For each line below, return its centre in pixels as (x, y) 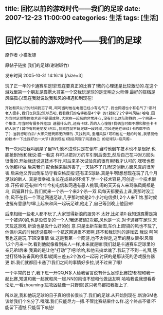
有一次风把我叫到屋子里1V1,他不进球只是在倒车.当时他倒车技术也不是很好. (78, 149)
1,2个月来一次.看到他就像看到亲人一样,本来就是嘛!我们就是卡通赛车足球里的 (80, 244)
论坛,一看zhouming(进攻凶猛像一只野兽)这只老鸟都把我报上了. (67, 285)
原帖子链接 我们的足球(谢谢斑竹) (37, 65)
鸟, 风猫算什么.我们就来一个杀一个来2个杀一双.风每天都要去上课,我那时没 (78, 192)
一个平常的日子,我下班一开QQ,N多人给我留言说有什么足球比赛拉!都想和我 (78, 273)
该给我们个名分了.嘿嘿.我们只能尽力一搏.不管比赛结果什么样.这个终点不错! (79, 301)
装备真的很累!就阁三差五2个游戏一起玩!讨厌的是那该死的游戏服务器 (88, 256)
